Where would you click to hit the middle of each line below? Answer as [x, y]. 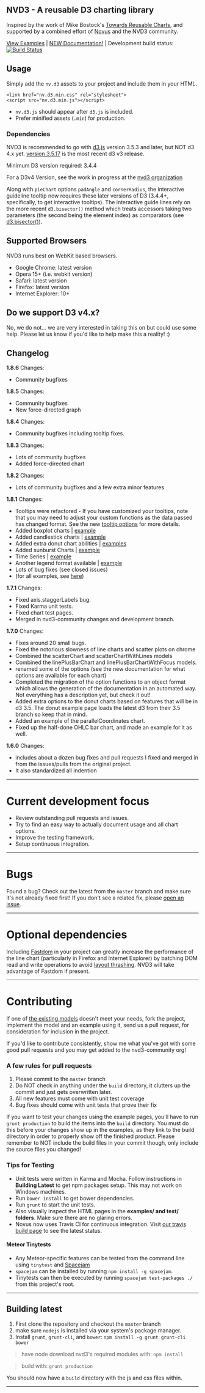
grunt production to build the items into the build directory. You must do [98, 1123]
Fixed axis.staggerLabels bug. [53, 600]
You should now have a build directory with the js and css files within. [95, 1378]
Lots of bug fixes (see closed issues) [61, 570]
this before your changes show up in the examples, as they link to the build [100, 1130]
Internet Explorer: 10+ [42, 294]
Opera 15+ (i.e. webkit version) [54, 274]
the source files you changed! [44, 1150]
